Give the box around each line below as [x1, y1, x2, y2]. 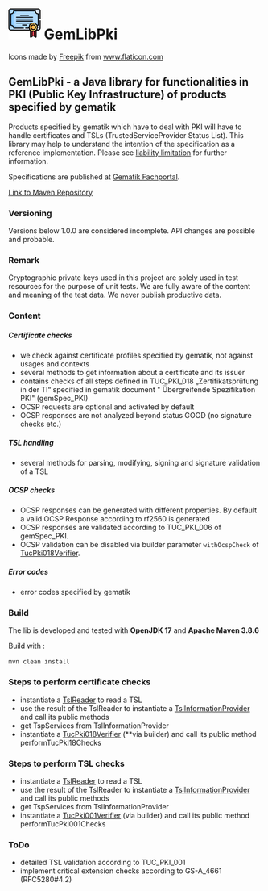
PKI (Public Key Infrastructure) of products [8, 88, 227, 102]
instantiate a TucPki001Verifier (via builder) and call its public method [19, 810, 250, 821]
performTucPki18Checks [19, 738, 102, 747]
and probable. [8, 235, 55, 245]
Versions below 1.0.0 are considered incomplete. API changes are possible [8, 226, 256, 236]
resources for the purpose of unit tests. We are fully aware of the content [8, 282, 251, 291]
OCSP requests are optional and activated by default [19, 402, 195, 412]
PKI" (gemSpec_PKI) [19, 394, 89, 404]
